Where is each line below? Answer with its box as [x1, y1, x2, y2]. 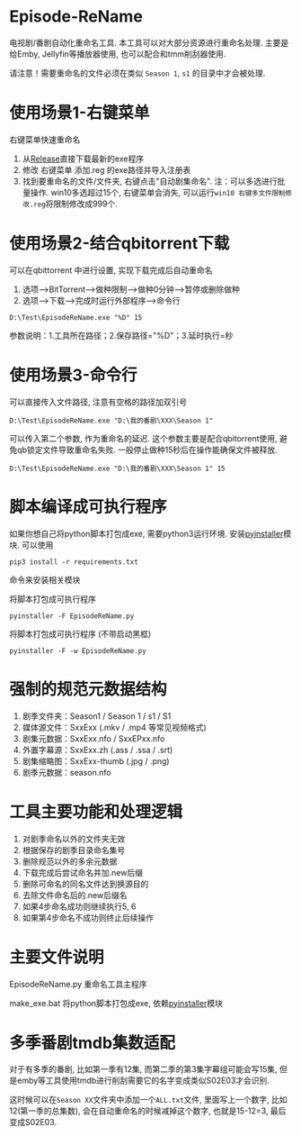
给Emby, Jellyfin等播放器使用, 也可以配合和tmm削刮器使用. [9, 48, 226, 59]
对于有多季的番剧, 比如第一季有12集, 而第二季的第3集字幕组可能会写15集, [9, 1064, 278, 1075]
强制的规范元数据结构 [9, 678, 168, 699]
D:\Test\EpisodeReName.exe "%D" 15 [9, 313, 143, 322]
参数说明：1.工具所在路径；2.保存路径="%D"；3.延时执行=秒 [9, 330, 234, 341]
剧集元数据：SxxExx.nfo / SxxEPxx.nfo [22, 732, 165, 744]
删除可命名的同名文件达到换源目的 [22, 878, 149, 889]
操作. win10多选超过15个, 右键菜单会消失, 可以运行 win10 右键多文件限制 [30, 186, 286, 197]
